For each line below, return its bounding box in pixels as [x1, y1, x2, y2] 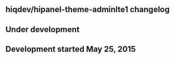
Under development [5, 24, 80, 34]
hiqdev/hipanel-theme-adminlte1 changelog [5, 5, 170, 15]
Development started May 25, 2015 [5, 44, 136, 54]
